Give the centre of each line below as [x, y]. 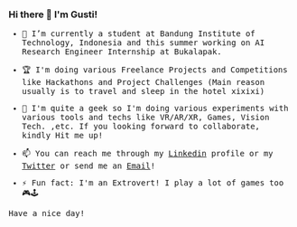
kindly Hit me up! [62, 136]
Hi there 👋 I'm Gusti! [53, 14]
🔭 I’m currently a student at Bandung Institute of [138, 34]
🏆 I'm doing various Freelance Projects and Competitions [154, 70]
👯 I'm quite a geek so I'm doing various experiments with [155, 109]
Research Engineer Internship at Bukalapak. [121, 52]
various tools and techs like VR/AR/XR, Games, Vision [145, 118]
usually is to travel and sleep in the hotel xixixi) [143, 91]
